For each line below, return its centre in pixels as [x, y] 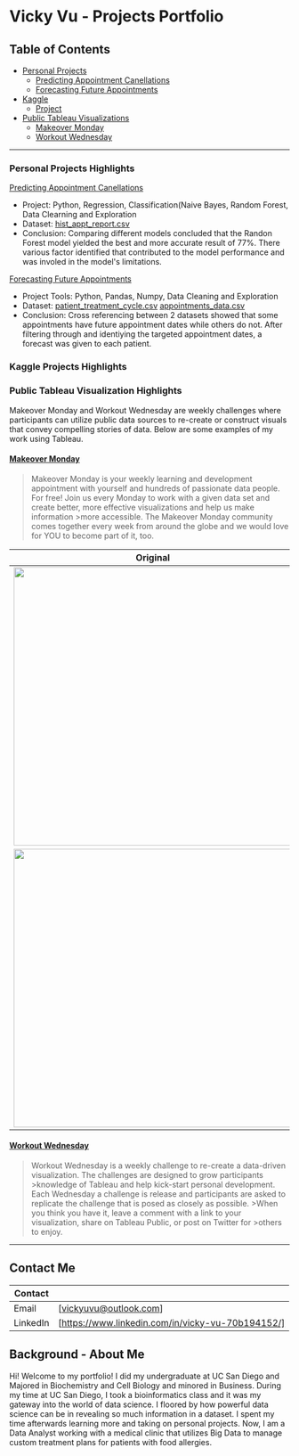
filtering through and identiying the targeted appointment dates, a [142, 334]
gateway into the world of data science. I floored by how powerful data [139, 1404]
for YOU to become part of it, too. [92, 536]
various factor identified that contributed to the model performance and [153, 252]
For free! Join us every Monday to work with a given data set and [150, 497]
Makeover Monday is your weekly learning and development [141, 479]
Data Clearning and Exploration [79, 215]
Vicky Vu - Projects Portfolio [117, 16]
